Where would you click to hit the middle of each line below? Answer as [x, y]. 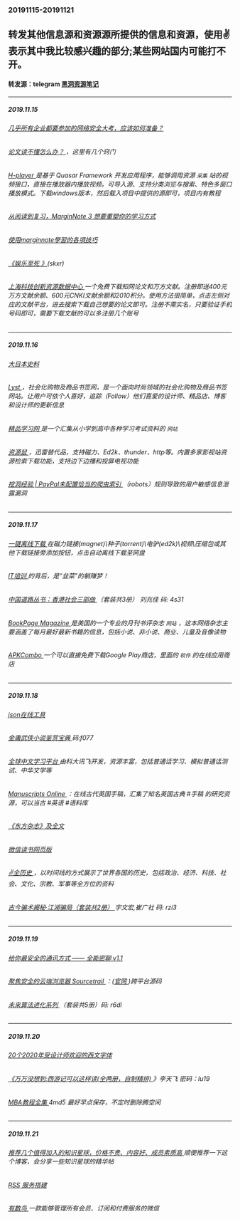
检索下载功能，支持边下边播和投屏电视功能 [76, 461]
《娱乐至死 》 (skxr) [36, 263]
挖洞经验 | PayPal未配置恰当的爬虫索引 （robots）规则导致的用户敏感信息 [115, 484]
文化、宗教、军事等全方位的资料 [67, 884]
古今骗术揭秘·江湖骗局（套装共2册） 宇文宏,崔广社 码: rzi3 [92, 907]
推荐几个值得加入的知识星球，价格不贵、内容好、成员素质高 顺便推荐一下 [115, 1153]
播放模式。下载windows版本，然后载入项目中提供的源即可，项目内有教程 [114, 193]
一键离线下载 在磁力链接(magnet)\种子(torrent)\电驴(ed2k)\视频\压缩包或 [114, 543]
